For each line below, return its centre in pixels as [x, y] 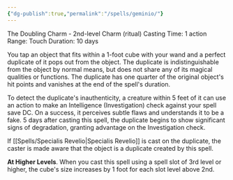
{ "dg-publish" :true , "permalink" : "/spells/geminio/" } [85, 14]
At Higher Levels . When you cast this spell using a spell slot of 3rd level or [114, 162]
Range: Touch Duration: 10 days [53, 41]
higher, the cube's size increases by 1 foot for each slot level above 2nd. [111, 169]
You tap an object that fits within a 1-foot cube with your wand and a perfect [116, 54]
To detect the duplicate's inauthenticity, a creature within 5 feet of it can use [117, 98]
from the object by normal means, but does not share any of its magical [110, 69]
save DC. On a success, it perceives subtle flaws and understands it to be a [116, 112]
